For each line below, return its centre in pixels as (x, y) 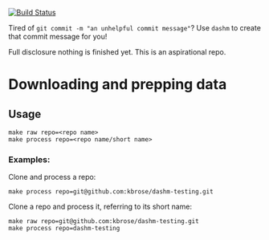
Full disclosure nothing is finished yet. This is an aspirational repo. (117, 52)
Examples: (29, 159)
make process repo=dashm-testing (64, 229)
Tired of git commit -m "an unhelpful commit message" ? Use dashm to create (134, 28)
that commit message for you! (58, 37)
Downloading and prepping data (118, 85)
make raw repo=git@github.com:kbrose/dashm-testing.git (104, 222)
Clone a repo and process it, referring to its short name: (100, 207)
